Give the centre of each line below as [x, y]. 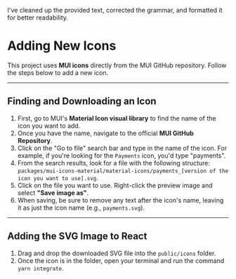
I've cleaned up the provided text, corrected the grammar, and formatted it [115, 10]
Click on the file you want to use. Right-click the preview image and [115, 185]
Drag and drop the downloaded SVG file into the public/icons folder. [117, 253]
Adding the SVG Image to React [77, 237]
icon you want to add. [49, 125]
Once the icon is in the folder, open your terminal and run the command [121, 260]
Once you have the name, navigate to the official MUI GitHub [106, 133]
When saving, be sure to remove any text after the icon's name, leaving [120, 200]
